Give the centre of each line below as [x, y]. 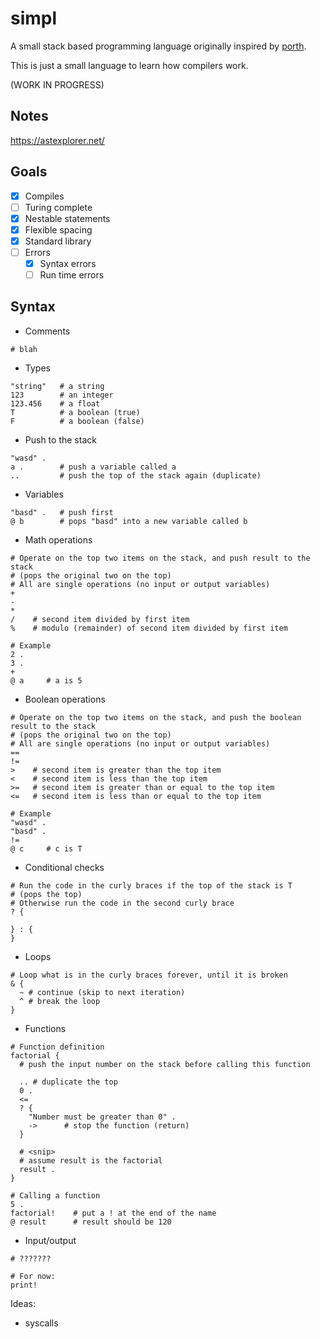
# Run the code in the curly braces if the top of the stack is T [151, 885]
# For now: [33, 1276]
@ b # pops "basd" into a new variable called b [129, 521]
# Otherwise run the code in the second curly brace [122, 903]
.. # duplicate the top [68, 1082]
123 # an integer [62, 395]
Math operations [58, 539]
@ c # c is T [46, 848]
